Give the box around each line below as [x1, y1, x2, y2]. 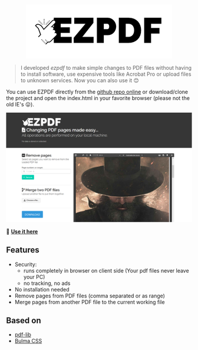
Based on [6, 316, 41, 325]
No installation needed [14, 286, 70, 293]
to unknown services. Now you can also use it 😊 [20, 77, 140, 84]
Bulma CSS [14, 338, 42, 345]
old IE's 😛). [6, 101, 34, 108]
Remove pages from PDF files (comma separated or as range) [14, 292, 165, 299]
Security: [14, 261, 37, 268]
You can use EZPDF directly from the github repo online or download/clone [6, 88, 189, 95]
